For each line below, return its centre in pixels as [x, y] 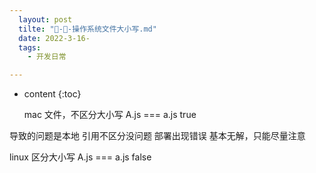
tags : [30, 47]
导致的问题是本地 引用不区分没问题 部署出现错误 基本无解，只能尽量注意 [157, 136]
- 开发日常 [47, 57]
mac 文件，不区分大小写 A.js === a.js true [110, 115]
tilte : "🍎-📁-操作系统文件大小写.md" [87, 29]
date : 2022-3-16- [54, 38]
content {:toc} [52, 94]
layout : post [45, 19]
